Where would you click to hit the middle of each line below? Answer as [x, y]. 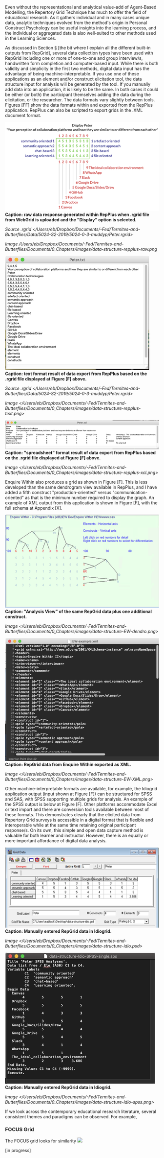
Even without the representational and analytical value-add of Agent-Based [81, 7]
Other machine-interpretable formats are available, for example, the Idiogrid [81, 788]
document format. [23, 115]
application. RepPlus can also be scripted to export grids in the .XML [74, 110]
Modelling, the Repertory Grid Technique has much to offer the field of [76, 12]
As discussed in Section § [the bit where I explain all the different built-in [78, 48]
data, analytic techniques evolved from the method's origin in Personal [76, 23]
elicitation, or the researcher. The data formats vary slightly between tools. [80, 100]
